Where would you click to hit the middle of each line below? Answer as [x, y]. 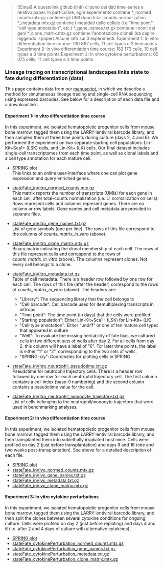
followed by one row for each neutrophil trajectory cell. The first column [85, 376]
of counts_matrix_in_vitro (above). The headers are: [64, 289]
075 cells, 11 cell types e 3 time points [55, 59]
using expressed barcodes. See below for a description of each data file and [82, 99]
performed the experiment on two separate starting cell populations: [74, 143]
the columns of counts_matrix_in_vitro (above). [59, 234]
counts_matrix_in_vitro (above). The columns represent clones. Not [80, 259]
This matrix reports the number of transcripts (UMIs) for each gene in [82, 193]
